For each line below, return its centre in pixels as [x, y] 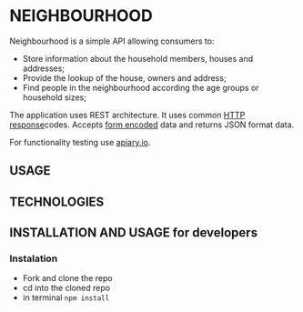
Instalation [34, 258]
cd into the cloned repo [66, 288]
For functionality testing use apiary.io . [80, 142]
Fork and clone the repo [67, 278]
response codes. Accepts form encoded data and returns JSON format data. [152, 125]
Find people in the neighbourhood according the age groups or [141, 87]
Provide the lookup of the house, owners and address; [124, 77]
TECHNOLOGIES [57, 201]
